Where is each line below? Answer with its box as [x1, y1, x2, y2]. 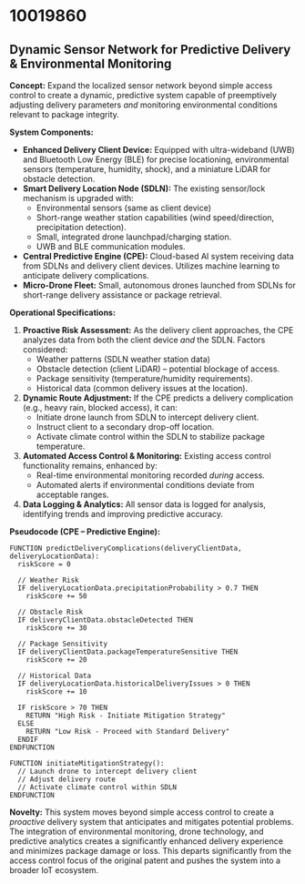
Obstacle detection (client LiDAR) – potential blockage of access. [36, 363, 280, 374]
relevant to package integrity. [9, 109, 120, 119]
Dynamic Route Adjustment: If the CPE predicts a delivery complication [22, 392, 294, 403]
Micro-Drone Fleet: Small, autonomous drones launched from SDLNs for [22, 279, 296, 290]
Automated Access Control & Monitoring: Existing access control [22, 451, 271, 461]
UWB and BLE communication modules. [36, 241, 186, 251]
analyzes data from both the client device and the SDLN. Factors [22, 334, 266, 345]
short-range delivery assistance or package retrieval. [22, 290, 223, 300]
